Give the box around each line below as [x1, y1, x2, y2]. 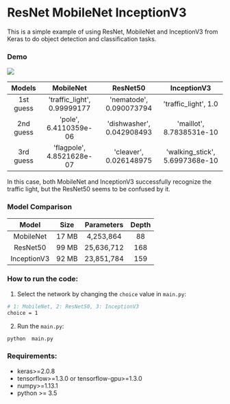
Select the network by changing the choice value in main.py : [16, 289, 187, 298]
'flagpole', [53, 143, 86, 152]
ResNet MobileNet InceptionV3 [7, 5, 187, 21]
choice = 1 [7, 309, 38, 316]
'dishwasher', [107, 119, 151, 128]
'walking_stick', [166, 147, 216, 157]
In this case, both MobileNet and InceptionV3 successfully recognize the [7, 178, 212, 186]
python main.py [7, 335, 53, 342]
